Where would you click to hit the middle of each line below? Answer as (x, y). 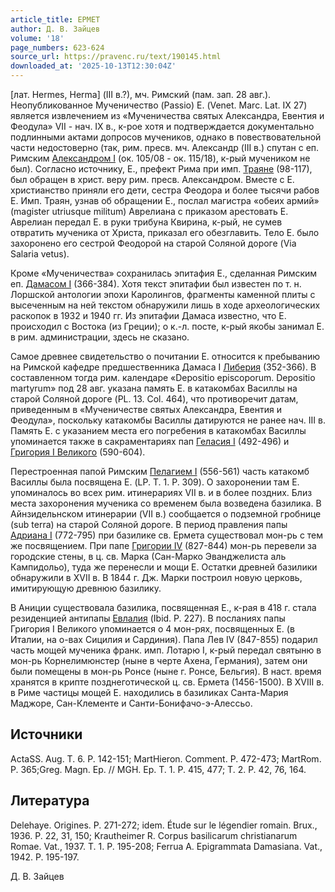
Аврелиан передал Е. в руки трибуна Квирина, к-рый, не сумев (146, 222)
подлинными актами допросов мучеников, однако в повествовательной (166, 137)
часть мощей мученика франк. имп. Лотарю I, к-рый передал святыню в (166, 650)
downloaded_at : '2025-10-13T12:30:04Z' (93, 66)
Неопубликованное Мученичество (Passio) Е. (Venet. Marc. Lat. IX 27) (159, 105)
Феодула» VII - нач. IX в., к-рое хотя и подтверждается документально (162, 126)
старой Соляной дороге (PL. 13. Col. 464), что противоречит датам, (154, 399)
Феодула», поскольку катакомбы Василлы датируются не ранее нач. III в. (168, 420)
